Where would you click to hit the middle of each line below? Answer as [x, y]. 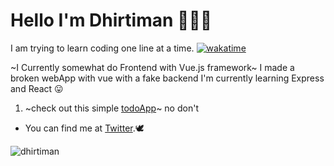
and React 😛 [37, 88]
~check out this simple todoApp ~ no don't [111, 108]
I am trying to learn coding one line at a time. [102, 48]
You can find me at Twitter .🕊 [84, 128]
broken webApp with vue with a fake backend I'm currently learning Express [167, 78]
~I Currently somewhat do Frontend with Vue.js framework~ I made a [152, 67]
